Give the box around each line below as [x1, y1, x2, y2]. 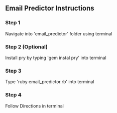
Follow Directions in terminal [5, 103, 64, 109]
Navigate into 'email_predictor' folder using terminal [5, 30, 112, 37]
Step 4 [5, 91, 22, 98]
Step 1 [5, 19, 21, 26]
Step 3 [5, 67, 22, 74]
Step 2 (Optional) [5, 43, 48, 50]
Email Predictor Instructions [5, 4, 94, 13]
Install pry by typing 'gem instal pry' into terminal [5, 54, 106, 61]
